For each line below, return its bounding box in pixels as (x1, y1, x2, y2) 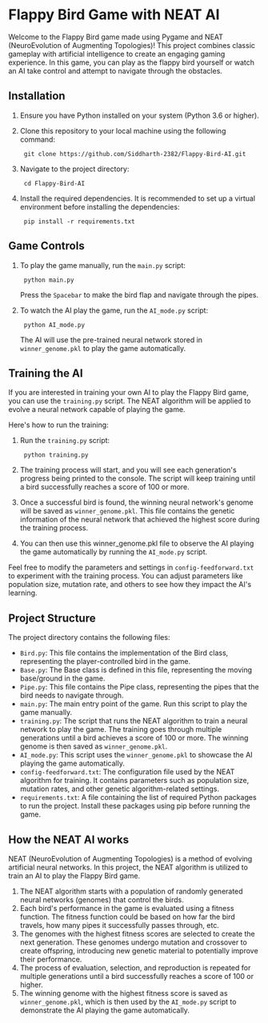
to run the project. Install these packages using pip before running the (19, 801, 250, 811)
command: (19, 134, 56, 144)
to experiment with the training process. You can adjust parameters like (8, 571, 243, 581)
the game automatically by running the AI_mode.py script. (19, 547, 208, 557)
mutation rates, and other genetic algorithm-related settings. (19, 784, 220, 793)
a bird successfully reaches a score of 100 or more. (19, 482, 190, 492)
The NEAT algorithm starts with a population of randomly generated (19, 886, 243, 896)
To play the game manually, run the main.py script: (19, 260, 186, 270)
